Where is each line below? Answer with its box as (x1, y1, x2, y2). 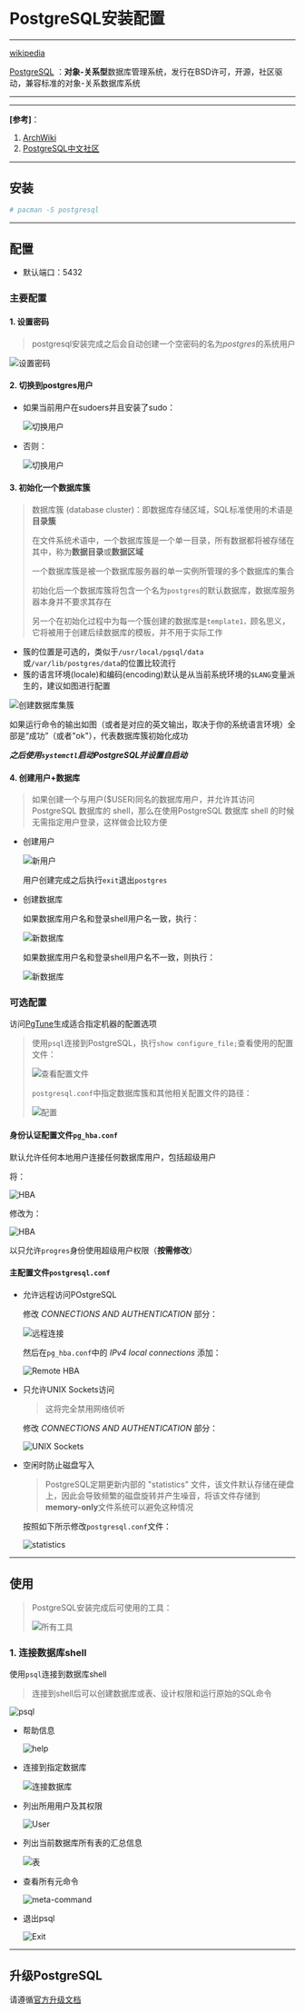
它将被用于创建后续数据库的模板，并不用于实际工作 (31, 626, 223, 637)
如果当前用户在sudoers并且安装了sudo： (22, 402, 175, 413)
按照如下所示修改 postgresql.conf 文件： (22, 1520, 172, 1531)
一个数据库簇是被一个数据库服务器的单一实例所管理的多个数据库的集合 (31, 565, 295, 576)
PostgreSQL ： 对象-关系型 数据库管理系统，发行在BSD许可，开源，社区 (9, 65, 275, 77)
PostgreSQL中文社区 (22, 143, 100, 154)
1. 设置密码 (9, 315, 50, 327)
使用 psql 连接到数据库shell (9, 1669, 107, 1679)
